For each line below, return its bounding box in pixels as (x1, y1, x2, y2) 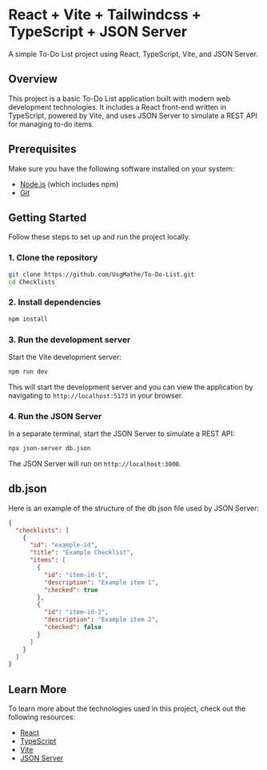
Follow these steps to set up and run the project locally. (8, 232, 190, 242)
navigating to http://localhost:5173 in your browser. (8, 390, 184, 400)
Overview (8, 72, 58, 86)
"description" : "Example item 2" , (43, 615, 159, 624)
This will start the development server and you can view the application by (8, 382, 253, 392)
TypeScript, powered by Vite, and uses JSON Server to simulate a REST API (8, 111, 258, 120)
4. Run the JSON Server (8, 410, 102, 421)
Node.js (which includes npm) (19, 179, 119, 189)
